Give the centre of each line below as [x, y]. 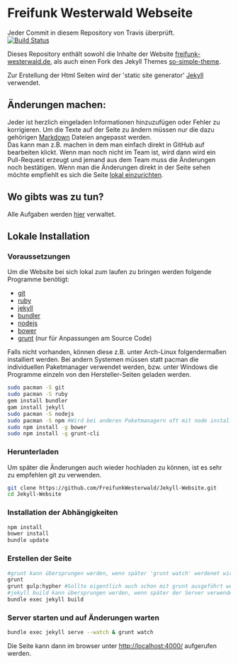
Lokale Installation [49, 236]
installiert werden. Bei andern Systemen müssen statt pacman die [103, 360]
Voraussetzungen [39, 256]
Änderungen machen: [57, 105]
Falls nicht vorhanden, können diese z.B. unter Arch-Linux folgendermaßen [117, 352]
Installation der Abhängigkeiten [63, 513]
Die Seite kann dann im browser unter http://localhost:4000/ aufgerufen [112, 646]
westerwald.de [29, 61]
